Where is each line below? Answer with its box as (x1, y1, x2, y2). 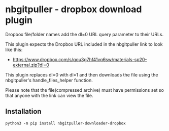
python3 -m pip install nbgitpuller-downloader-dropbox (5, 121, 126, 126)
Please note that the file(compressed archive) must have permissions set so (5, 87, 164, 93)
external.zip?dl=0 (12, 62, 50, 68)
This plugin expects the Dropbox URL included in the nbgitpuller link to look (5, 41, 163, 47)
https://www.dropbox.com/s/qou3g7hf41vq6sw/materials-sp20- (12, 56, 147, 62)
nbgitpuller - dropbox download (5, 4, 142, 15)
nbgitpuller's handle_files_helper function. (5, 77, 93, 83)
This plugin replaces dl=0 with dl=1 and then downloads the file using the (5, 71, 158, 77)
